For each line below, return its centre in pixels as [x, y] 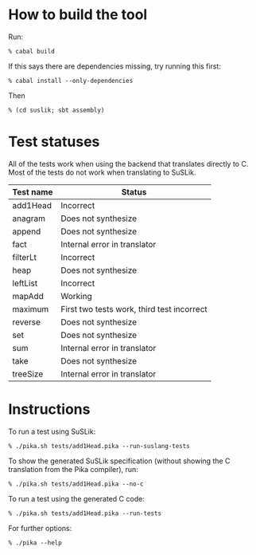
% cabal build [32, 51]
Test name [33, 191]
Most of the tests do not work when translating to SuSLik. [102, 172]
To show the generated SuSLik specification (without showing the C [119, 461]
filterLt [25, 257]
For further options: [40, 528]
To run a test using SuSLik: [52, 431]
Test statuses [54, 142]
